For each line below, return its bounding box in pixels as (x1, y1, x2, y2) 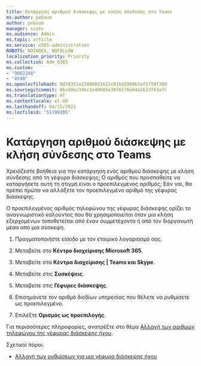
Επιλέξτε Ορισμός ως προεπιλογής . (14, 311, 106, 319)
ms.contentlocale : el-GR (6, 98, 68, 104)
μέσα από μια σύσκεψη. (6, 224, 65, 231)
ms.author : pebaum (6, 14, 52, 20)
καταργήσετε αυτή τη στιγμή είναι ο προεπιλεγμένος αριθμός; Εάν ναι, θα (6, 181, 193, 188)
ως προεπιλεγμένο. (14, 300, 64, 307)
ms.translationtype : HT (6, 92, 66, 98)
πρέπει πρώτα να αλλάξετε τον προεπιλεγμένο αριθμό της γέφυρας (6, 187, 178, 194)
